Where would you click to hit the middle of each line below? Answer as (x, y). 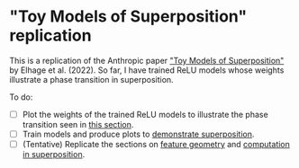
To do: (21, 97)
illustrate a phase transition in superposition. (91, 79)
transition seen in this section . (78, 124)
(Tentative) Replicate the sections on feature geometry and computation (156, 145)
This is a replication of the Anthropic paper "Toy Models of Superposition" (147, 60)
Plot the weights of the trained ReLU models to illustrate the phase (145, 114)
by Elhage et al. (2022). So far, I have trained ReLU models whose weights (147, 70)
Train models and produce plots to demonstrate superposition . (138, 134)
